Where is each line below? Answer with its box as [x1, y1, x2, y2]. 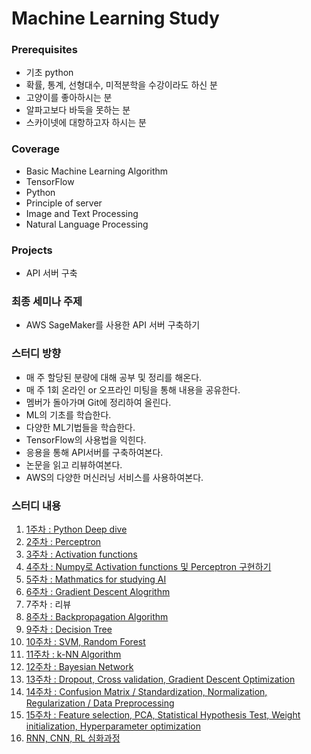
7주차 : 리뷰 [25, 598, 72, 610]
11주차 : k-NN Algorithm [25, 648, 122, 660]
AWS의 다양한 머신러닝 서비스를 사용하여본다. [25, 471, 204, 483]
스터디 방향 [11, 347, 62, 361]
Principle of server [25, 197, 103, 209]
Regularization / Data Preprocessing [25, 697, 175, 709]
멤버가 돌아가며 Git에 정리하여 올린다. [25, 396, 172, 408]
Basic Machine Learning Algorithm [25, 165, 169, 177]
